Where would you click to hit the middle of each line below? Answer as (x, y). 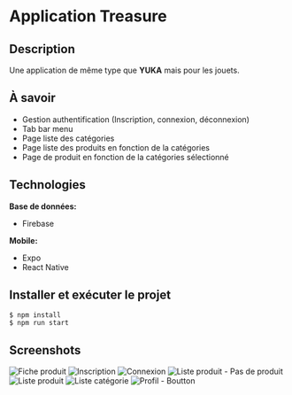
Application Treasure (88, 16)
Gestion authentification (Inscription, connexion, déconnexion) (136, 119)
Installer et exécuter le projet (90, 295)
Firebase (38, 223)
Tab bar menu (47, 128)
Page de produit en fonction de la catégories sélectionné (126, 157)
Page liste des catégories (68, 138)
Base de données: (43, 206)
